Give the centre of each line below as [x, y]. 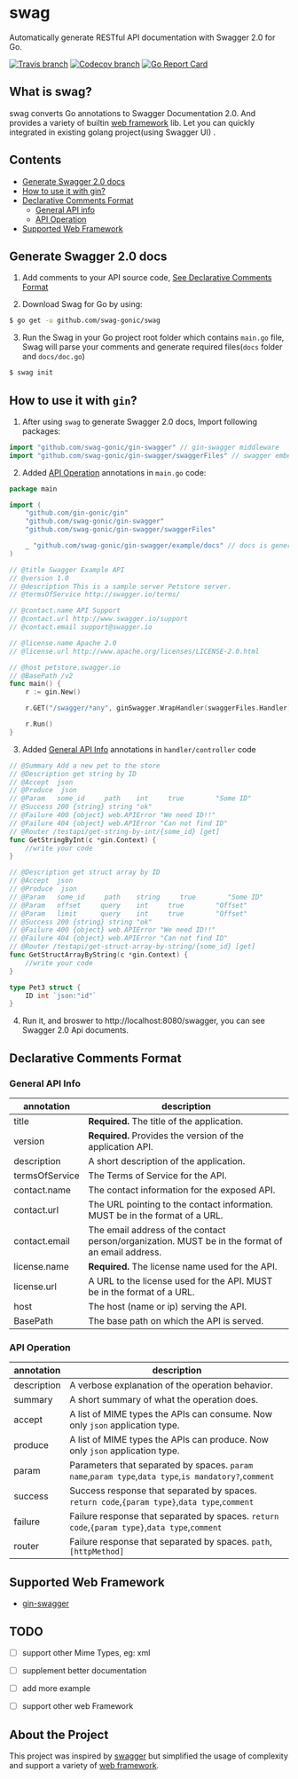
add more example [56, 1688]
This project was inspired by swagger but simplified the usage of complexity [149, 1756]
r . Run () [39, 724]
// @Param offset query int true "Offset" [129, 905]
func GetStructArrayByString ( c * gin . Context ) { [99, 955]
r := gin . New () [53, 692]
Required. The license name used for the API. [183, 1267]
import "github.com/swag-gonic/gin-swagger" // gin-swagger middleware [144, 447]
